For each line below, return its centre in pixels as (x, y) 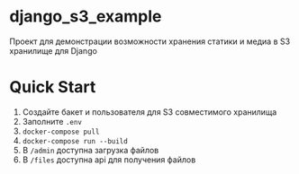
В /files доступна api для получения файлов (109, 160)
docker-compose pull (61, 132)
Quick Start (53, 87)
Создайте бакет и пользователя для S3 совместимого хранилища (149, 112)
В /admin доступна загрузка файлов (91, 150)
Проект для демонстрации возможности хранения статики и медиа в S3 (150, 41)
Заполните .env (52, 121)
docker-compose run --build (75, 141)
